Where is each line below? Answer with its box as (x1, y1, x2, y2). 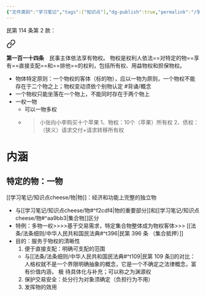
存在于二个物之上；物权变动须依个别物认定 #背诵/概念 (15, 82, 151, 89)
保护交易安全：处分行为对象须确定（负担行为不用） (24, 275, 154, 283)
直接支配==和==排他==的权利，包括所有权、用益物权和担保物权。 (18, 62, 186, 69)
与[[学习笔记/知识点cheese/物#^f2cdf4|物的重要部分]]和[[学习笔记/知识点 (15, 207, 200, 214)
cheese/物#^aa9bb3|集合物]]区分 (15, 214, 99, 221)
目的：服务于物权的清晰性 (15, 237, 80, 245)
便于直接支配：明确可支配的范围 (24, 245, 105, 252)
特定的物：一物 (6, 176, 63, 187)
